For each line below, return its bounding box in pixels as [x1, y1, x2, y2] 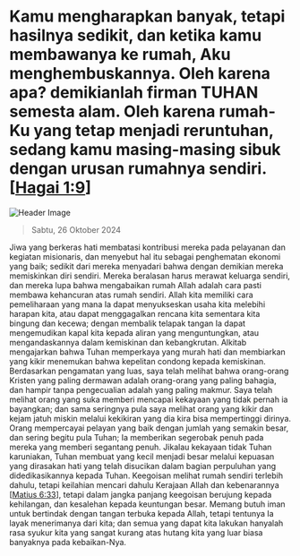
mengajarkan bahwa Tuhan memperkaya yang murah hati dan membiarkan [9, 346, 287, 357]
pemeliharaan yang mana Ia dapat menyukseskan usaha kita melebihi [9, 298, 266, 310]
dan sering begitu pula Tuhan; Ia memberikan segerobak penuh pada [9, 432, 264, 442]
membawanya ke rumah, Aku [9, 45, 231, 64]
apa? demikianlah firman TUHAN [9, 82, 259, 103]
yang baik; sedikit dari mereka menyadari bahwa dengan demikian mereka [9, 261, 284, 271]
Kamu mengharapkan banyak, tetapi [9, 6, 286, 27]
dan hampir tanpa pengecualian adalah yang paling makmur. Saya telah [9, 384, 273, 395]
